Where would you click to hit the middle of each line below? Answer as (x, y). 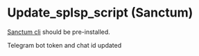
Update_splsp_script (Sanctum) (100, 13)
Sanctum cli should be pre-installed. (59, 32)
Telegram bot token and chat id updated (64, 45)
